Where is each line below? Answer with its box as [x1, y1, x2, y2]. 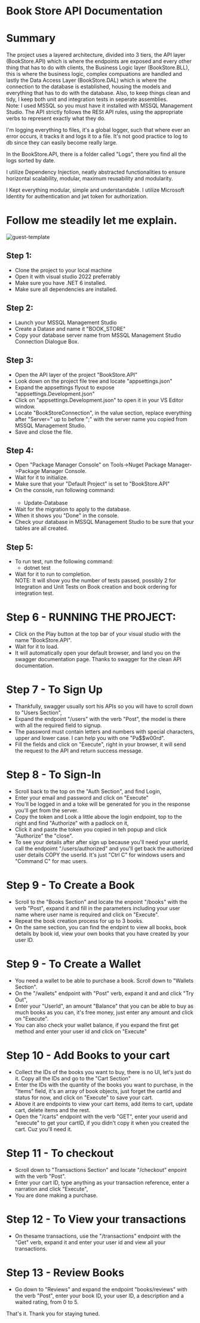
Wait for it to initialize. [14, 474, 69, 481]
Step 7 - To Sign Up [6, 683, 103, 696]
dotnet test [23, 564, 51, 572]
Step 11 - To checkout [6, 1146, 114, 1160]
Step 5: [6, 542, 34, 552]
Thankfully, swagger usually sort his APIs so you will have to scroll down [14, 703, 193, 710]
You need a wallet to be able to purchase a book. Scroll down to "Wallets [14, 977, 194, 984]
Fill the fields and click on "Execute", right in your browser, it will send [14, 741, 186, 748]
